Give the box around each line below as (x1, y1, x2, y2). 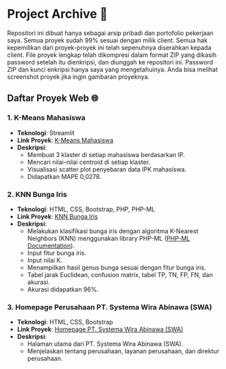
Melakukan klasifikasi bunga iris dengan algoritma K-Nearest (27, 226, 199, 235)
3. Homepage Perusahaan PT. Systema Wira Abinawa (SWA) (7, 302, 212, 311)
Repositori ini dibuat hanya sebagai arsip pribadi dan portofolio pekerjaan (7, 29, 214, 37)
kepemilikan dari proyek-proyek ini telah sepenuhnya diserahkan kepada (7, 43, 212, 51)
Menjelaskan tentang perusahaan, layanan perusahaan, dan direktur (27, 347, 220, 355)
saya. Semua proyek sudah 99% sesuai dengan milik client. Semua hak (7, 36, 208, 44)
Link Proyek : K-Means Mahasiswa (16, 136, 114, 144)
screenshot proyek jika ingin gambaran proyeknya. (7, 72, 150, 81)
